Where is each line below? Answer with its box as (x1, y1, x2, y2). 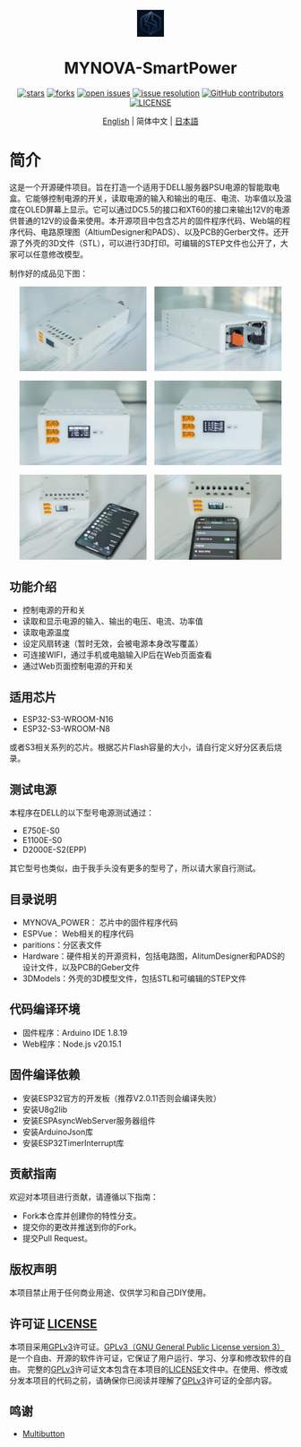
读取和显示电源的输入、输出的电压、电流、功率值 (21, 616, 203, 627)
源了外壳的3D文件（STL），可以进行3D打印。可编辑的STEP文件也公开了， (9, 237, 280, 248)
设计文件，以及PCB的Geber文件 (21, 961, 141, 972)
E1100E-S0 (21, 835, 63, 846)
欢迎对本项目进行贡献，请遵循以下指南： (9, 1192, 159, 1202)
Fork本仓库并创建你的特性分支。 (21, 1210, 142, 1221)
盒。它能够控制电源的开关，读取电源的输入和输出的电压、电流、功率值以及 (9, 193, 284, 203)
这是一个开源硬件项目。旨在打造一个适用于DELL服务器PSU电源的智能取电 (9, 181, 280, 193)
